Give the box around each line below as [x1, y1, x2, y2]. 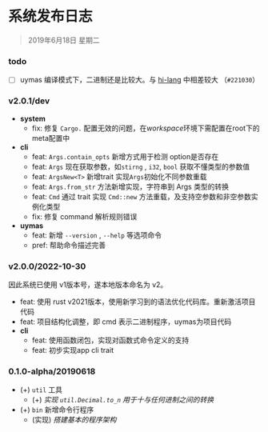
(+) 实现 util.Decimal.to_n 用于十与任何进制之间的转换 [31, 395, 214, 405]
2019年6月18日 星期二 [27, 35, 100, 45]
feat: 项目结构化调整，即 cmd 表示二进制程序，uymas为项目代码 [19, 317, 232, 326]
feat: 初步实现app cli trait [31, 345, 114, 354]
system [19, 114, 46, 123]
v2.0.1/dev [8, 95, 50, 106]
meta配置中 [31, 133, 70, 142]
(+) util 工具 [19, 385, 62, 394]
